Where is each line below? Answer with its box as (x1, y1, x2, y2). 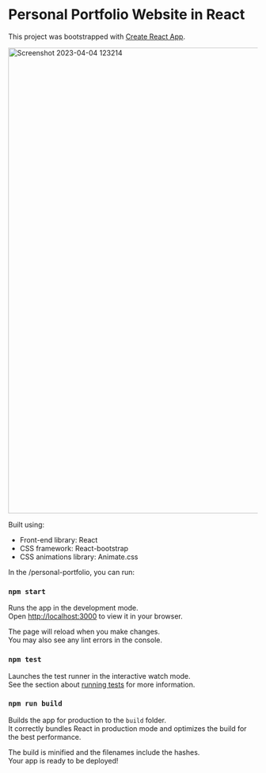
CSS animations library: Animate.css (19, 552, 139, 562)
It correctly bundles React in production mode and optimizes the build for (8, 723, 247, 733)
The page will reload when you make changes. (8, 627, 161, 637)
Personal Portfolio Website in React (8, 6, 245, 24)
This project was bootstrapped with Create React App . (8, 32, 186, 41)
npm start (8, 587, 46, 596)
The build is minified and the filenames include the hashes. (8, 747, 200, 757)
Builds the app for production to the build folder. (8, 715, 167, 725)
